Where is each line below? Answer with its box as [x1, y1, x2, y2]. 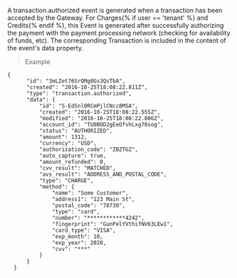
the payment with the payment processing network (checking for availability [7, 28, 231, 37]
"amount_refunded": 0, [38, 159, 107, 166]
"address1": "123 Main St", [52, 196, 135, 203]
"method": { [38, 183, 75, 191]
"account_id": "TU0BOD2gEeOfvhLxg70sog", [38, 121, 164, 128]
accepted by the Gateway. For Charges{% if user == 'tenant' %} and [7, 14, 209, 22]
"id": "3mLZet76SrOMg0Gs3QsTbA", [26, 77, 126, 85]
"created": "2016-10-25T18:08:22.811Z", [26, 84, 148, 91]
